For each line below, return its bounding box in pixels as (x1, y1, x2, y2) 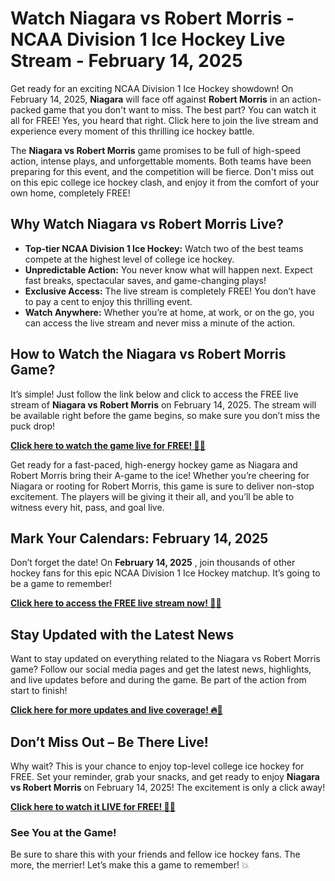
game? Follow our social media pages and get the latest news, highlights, (10, 663, 312, 676)
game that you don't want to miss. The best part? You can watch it (43, 103, 317, 116)
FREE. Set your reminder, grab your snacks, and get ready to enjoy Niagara (10, 771, 321, 782)
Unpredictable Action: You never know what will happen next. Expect (24, 263, 313, 276)
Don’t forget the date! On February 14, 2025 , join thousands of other (10, 557, 296, 569)
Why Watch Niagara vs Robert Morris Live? (10, 216, 284, 233)
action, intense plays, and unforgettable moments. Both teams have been (10, 155, 312, 167)
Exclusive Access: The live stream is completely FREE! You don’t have (24, 285, 317, 297)
